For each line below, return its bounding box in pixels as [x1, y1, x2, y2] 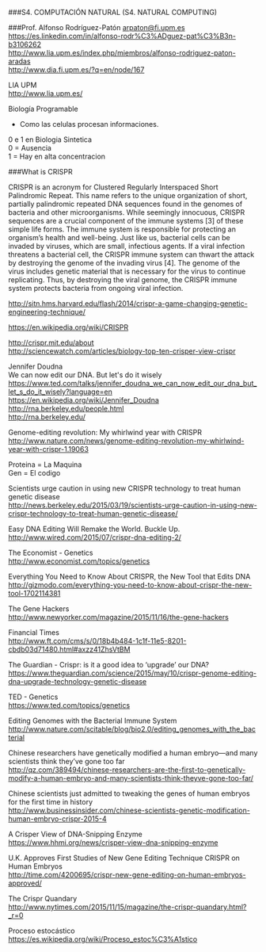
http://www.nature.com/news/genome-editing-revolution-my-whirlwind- [8, 436, 245, 445]
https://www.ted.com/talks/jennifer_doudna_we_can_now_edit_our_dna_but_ [8, 379, 257, 388]
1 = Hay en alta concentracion [8, 151, 105, 161]
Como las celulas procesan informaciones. [19, 120, 159, 128]
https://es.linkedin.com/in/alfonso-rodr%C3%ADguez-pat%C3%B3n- [8, 32, 236, 40]
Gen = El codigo [8, 468, 61, 477]
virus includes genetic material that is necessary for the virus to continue [8, 266, 246, 276]
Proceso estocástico [8, 926, 75, 935]
